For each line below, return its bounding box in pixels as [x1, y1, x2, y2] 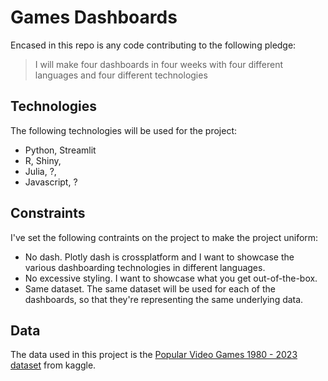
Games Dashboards [10, 6, 178, 29]
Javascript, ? [24, 176, 78, 188]
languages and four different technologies [34, 69, 208, 81]
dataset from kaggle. [10, 359, 97, 371]
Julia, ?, [24, 165, 57, 177]
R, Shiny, [24, 154, 62, 166]
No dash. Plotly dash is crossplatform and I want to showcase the [24, 251, 295, 263]
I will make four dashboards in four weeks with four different [34, 58, 283, 70]
